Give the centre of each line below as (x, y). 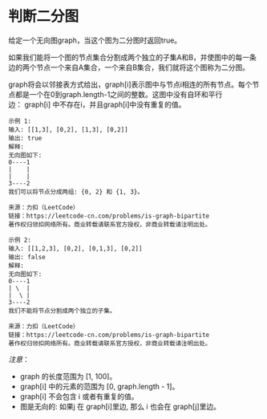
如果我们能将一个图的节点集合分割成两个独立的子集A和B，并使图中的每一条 (132, 57)
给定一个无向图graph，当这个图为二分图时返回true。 (95, 40)
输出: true (25, 138)
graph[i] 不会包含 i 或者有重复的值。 (79, 396)
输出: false (27, 257)
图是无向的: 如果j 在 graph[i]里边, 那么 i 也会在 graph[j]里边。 (120, 406)
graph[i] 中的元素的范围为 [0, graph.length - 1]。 (99, 386)
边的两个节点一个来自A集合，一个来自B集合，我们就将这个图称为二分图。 (129, 67)
